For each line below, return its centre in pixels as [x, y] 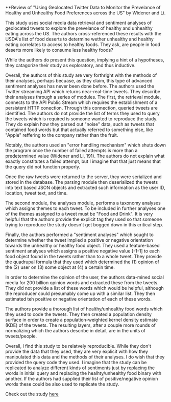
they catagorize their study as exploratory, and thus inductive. [70, 65]
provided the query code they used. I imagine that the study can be [76, 362]
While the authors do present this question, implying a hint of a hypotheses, [85, 60]
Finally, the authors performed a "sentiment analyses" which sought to [80, 235]
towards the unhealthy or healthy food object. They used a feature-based [82, 246]
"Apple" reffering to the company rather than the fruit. [62, 135]
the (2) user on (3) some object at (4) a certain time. [60, 267]
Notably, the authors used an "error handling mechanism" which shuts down [86, 145]
